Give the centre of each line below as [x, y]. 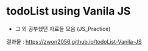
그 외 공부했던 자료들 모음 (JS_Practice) [63, 29]
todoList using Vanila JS [69, 11]
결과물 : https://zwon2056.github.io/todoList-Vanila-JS [74, 41]
